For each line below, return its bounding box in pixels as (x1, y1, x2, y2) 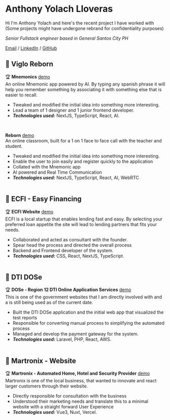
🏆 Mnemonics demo (5, 73, 50, 79)
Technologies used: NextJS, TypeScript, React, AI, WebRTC (12, 174, 140, 181)
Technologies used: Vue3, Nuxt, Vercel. (12, 409, 97, 415)
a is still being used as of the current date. (5, 299, 93, 305)
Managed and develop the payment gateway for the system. (12, 331, 139, 337)
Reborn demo (5, 132, 35, 138)
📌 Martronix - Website (5, 356, 76, 365)
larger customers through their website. (5, 383, 88, 389)
